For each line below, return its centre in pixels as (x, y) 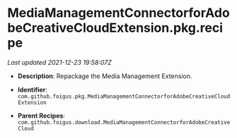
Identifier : (33, 89)
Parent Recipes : (41, 115)
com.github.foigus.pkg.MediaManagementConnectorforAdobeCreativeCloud (124, 96)
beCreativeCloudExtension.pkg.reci (115, 28)
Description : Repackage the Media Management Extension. (105, 76)
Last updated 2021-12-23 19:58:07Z (59, 62)
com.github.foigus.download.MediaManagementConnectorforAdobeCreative (124, 122)
